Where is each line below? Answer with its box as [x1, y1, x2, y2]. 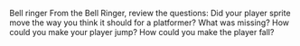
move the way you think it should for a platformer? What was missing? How [9, 17, 290, 28]
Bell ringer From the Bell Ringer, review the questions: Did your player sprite [9, 8, 291, 18]
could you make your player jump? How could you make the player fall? [9, 27, 275, 37]
